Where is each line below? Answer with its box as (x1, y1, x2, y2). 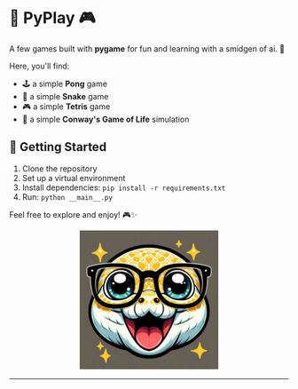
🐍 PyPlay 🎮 (9, 8, 96, 28)
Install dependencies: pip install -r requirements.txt (21, 182, 226, 193)
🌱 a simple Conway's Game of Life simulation (21, 114, 190, 124)
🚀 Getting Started (9, 139, 107, 155)
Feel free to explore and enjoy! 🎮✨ (9, 209, 137, 219)
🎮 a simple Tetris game (21, 100, 111, 112)
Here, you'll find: (9, 60, 70, 71)
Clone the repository (21, 163, 98, 174)
